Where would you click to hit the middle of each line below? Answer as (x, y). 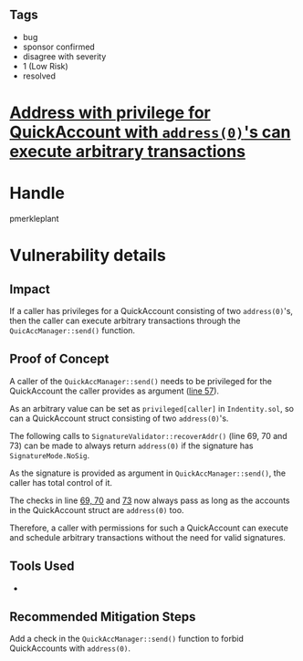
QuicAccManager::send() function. (72, 330)
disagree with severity (64, 56)
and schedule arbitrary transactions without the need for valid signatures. (147, 537)
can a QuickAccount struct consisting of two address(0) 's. (119, 418)
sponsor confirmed (59, 47)
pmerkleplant (34, 218)
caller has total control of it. (61, 482)
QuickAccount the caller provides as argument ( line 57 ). (115, 391)
